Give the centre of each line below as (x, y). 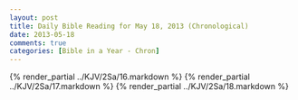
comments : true (38, 43)
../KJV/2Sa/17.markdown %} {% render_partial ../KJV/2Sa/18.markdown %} (149, 86)
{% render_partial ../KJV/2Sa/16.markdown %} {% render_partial (130, 77)
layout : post (34, 18)
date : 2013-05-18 (42, 34)
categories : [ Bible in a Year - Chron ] (85, 51)
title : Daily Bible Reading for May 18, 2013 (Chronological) (129, 26)
